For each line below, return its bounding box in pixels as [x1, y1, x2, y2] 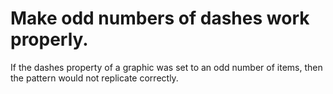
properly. [10, 28, 89, 51]
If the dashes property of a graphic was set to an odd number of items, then [10, 61, 323, 73]
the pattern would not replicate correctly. [10, 72, 179, 84]
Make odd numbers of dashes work [10, 7, 310, 30]
